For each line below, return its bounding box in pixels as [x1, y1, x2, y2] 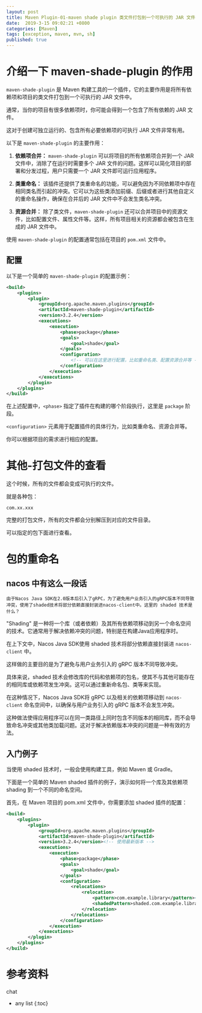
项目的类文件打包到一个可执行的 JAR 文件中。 [22, 93, 135, 100]
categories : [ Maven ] [6, 25, 58, 32]
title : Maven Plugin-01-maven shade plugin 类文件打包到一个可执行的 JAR [6, 14, 185, 21]
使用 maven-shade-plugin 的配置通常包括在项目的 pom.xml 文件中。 [6, 236, 170, 243]
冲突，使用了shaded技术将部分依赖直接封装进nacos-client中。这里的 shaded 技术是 [6, 602, 193, 608]
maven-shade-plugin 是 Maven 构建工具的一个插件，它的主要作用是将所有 [6, 86, 187, 93]
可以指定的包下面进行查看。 [6, 529, 75, 537]
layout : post [6, 8, 39, 15]
